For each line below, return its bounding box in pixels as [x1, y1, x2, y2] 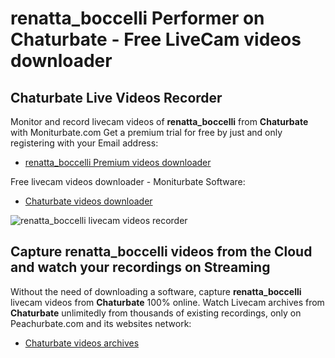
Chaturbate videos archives [24, 337, 140, 349]
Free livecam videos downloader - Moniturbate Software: [10, 176, 246, 187]
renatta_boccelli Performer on [10, 7, 265, 30]
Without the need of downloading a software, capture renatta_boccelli [10, 285, 302, 297]
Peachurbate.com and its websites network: [10, 317, 192, 329]
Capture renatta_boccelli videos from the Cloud [10, 243, 313, 261]
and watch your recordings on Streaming [10, 259, 271, 276]
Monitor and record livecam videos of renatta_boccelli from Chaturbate [10, 116, 309, 127]
